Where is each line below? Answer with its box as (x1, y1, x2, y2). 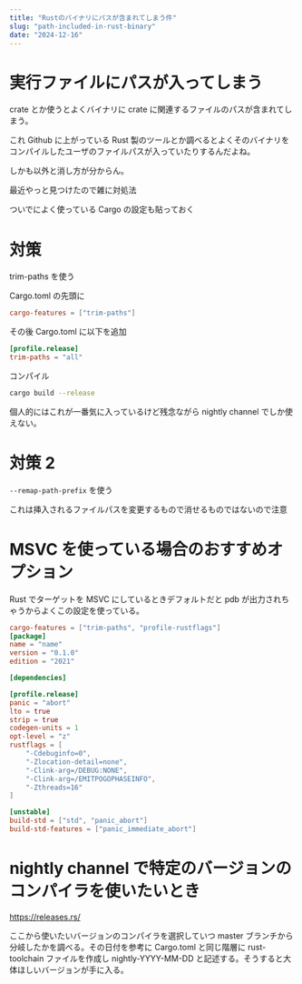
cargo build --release (9, 388, 95, 397)
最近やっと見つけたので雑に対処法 (9, 185, 137, 196)
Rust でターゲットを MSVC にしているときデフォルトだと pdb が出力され (9, 593, 282, 605)
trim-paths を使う (9, 271, 75, 282)
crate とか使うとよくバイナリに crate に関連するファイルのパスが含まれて (9, 104, 285, 115)
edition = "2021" (9, 657, 75, 667)
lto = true (9, 707, 51, 716)
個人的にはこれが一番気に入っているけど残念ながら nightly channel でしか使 (9, 406, 293, 417)
